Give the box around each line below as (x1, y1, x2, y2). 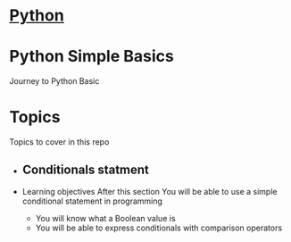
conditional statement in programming (21, 196, 163, 206)
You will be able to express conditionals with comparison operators (35, 222, 283, 233)
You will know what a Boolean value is (35, 213, 176, 223)
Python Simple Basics (9, 46, 174, 67)
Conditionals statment (21, 163, 150, 178)
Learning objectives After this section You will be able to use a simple (21, 186, 278, 196)
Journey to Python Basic (9, 76, 100, 87)
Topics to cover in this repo (9, 137, 110, 147)
